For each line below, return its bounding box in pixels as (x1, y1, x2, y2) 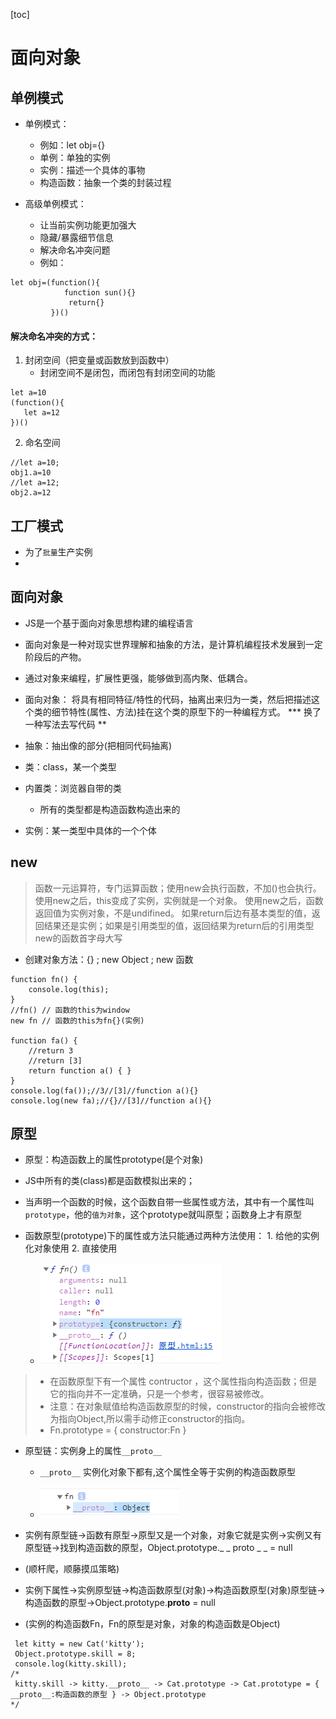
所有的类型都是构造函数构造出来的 (39, 803, 181, 815)
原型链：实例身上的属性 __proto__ (24, 1445, 163, 1457)
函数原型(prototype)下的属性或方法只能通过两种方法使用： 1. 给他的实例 (24, 1230, 320, 1242)
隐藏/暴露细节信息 (39, 232, 114, 243)
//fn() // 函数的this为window (10, 1005, 130, 1015)
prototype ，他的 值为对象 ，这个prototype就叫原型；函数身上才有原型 (24, 1209, 303, 1221)
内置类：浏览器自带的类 (24, 782, 122, 794)
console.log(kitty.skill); (14, 1659, 128, 1669)
